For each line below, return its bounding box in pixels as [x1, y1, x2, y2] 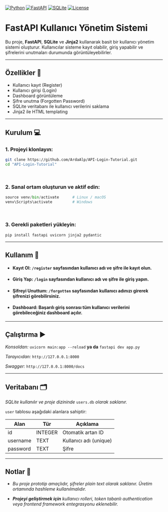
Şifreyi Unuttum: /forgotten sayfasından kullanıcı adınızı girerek [12, 288, 148, 294]
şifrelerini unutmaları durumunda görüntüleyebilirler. [5, 49, 112, 55]
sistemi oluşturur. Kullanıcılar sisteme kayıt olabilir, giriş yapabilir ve [5, 44, 143, 50]
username [7, 437, 31, 444]
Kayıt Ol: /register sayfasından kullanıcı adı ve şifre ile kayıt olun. [12, 265, 152, 271]
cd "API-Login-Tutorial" [5, 162, 57, 167]
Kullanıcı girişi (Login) [12, 87, 57, 93]
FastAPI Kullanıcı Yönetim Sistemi [5, 23, 148, 34]
